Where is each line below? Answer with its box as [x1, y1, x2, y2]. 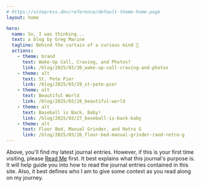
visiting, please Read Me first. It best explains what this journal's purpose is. [6, 155, 195, 162]
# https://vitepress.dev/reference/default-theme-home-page [6, 8, 161, 15]
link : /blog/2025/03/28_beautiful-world [22, 98, 126, 104]
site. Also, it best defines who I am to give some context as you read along [6, 168, 191, 175]
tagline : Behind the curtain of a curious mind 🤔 [11, 42, 139, 48]
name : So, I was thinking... [11, 31, 85, 37]
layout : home [6, 14, 39, 21]
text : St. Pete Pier [22, 76, 74, 82]
